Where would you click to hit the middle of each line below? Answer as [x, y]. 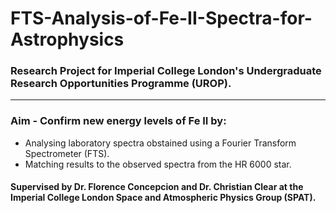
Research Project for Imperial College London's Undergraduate [166, 71]
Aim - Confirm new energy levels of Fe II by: [118, 121]
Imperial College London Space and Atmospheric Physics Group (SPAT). [163, 198]
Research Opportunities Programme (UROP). [121, 84]
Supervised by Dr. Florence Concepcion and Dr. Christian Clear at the [157, 187]
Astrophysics [67, 39]
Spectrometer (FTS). [67, 153]
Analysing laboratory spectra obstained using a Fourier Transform [160, 143]
